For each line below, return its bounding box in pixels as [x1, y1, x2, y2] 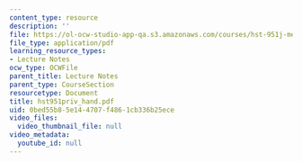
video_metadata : [9, 130, 70, 139]
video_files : [9, 113, 58, 122]
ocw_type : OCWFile [9, 64, 78, 73]
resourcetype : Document [9, 88, 99, 97]
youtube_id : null [17, 139, 83, 148]
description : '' [9, 22, 70, 31]
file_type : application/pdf [9, 38, 115, 48]
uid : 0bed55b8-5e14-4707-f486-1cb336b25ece [9, 105, 175, 114]
